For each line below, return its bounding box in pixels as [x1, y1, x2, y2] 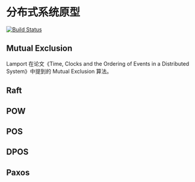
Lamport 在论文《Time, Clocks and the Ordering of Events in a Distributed [6, 60, 190, 67]
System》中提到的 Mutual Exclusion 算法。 [6, 67, 113, 75]
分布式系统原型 [6, 5, 81, 19]
